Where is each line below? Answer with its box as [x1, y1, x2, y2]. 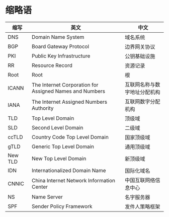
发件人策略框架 [125, 203, 160, 210]
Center [32, 183, 48, 190]
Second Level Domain [32, 124, 83, 131]
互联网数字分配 [125, 98, 160, 105]
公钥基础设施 [125, 52, 155, 59]
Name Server [32, 193, 63, 200]
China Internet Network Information [32, 177, 116, 184]
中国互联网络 [125, 177, 155, 184]
